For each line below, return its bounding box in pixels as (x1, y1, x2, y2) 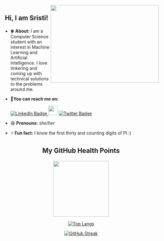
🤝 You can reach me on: (10, 96, 59, 102)
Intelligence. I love (10, 60, 47, 66)
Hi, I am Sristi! (4, 14, 48, 22)
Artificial (10, 55, 28, 61)
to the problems (10, 81, 43, 87)
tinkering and (10, 65, 38, 71)
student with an (10, 39, 42, 45)
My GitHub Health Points (42, 146, 120, 155)
